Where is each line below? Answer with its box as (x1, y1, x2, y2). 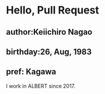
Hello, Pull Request (6, 4, 99, 17)
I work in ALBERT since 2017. (6, 82, 76, 89)
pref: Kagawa (6, 67, 57, 77)
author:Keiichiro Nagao (6, 27, 93, 37)
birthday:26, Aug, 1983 (6, 46, 92, 56)
